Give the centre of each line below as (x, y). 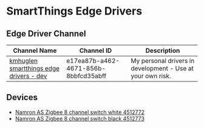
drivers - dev (28, 76)
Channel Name (35, 51)
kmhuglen (24, 61)
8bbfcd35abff (87, 76)
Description (163, 51)
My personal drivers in (162, 61)
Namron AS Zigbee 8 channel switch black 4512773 (80, 118)
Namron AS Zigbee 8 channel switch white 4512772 (80, 112)
